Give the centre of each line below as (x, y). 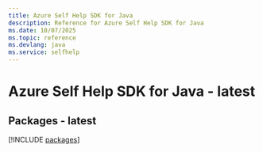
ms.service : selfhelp (44, 52)
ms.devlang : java (37, 45)
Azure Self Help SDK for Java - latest (132, 91)
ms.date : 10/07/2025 (43, 30)
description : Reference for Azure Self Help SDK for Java (106, 23)
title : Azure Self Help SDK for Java (71, 15)
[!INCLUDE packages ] (44, 140)
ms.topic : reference (43, 38)
